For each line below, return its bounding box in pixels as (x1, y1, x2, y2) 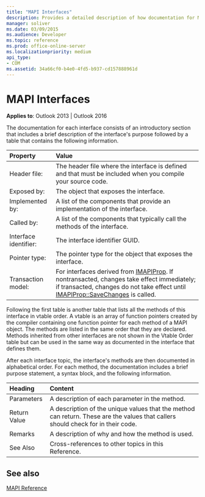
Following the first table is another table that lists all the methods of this (6, 306, 186, 314)
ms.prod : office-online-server (6, 43, 86, 50)
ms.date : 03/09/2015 (6, 26, 59, 32)
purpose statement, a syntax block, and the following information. (6, 370, 172, 377)
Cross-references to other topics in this (49, 440, 164, 448)
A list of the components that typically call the (56, 215, 187, 223)
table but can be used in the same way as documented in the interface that (6, 339, 195, 346)
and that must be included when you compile (56, 169, 185, 178)
